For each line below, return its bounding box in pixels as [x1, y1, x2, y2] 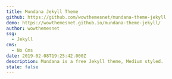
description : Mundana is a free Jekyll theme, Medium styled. [6, 58, 164, 64]
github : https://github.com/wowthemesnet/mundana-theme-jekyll [6, 14, 167, 20]
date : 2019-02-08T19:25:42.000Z [6, 53, 86, 59]
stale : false [6, 64, 39, 70]
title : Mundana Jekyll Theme [6, 8, 79, 15]
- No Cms [11, 48, 33, 53]
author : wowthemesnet [6, 25, 60, 31]
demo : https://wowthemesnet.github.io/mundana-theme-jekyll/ [6, 20, 161, 26]
